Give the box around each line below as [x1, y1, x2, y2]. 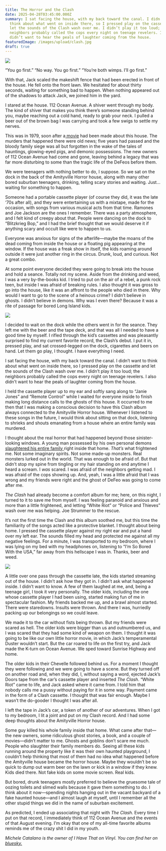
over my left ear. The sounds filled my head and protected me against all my [5, 533, 160, 539]
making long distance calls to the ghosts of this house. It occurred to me [5, 398, 153, 404]
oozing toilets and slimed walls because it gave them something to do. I [5, 784, 151, 790]
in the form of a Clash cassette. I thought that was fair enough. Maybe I [5, 692, 150, 698]
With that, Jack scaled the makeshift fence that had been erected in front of [5, 76, 160, 82]
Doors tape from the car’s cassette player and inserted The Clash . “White [5, 676, 155, 682]
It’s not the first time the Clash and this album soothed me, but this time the [5, 517, 158, 523]
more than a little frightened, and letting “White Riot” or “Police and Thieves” [5, 502, 161, 508]
